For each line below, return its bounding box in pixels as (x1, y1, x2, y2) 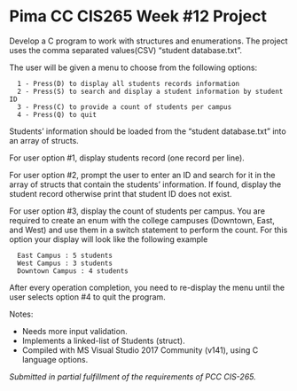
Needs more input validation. (21, 325, 128, 336)
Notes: (9, 309, 34, 319)
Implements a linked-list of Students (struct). (21, 335, 185, 346)
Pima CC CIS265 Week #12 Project (9, 6, 268, 27)
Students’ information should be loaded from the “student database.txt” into (9, 126, 286, 137)
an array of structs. (9, 135, 80, 145)
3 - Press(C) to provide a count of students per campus (17, 102, 232, 112)
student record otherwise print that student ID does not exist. (9, 188, 232, 199)
